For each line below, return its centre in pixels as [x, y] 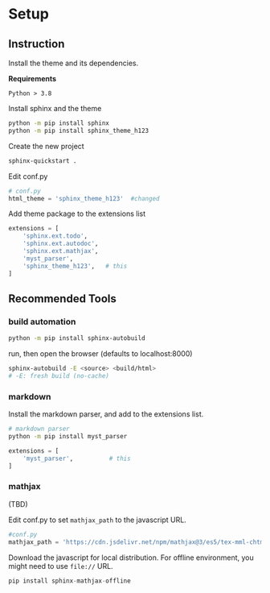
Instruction [37, 44]
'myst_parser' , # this [77, 458]
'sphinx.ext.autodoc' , [61, 244]
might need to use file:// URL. [61, 566]
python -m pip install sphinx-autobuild [77, 338]
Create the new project [46, 146]
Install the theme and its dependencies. [74, 63]
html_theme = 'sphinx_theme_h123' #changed [84, 198]
